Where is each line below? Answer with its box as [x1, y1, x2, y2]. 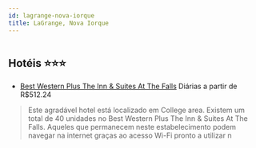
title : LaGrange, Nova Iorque [8, 19, 110, 27]
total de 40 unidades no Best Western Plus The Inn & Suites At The [27, 114, 248, 123]
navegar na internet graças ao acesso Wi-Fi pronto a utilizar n [27, 130, 232, 140]
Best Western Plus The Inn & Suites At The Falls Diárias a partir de [19, 81, 238, 92]
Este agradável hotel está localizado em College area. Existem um [27, 105, 246, 115]
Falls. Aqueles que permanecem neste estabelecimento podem [27, 123, 236, 132]
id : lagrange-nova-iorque [8, 11, 94, 20]
